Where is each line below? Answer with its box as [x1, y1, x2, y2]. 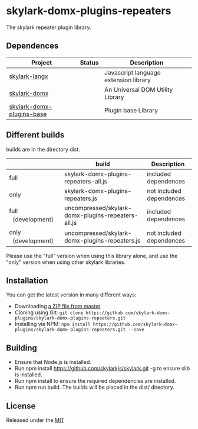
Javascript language [104, 68, 161, 76]
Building [6, 343, 37, 353]
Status [80, 58, 99, 66]
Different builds [6, 130, 65, 140]
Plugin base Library [104, 106, 158, 114]
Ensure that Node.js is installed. [14, 359, 91, 366]
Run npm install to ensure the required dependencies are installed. [14, 378, 176, 385]
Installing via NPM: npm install [14, 321, 91, 328]
